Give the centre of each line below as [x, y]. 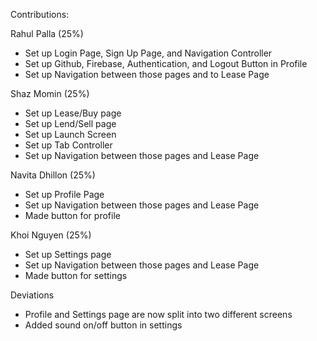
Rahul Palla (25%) [47, 33]
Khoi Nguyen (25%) [51, 235]
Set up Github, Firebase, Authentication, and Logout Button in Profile [166, 63]
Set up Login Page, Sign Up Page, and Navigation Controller [148, 53]
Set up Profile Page [64, 194]
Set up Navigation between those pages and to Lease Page [147, 74]
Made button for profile [72, 215]
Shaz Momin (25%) [50, 93]
